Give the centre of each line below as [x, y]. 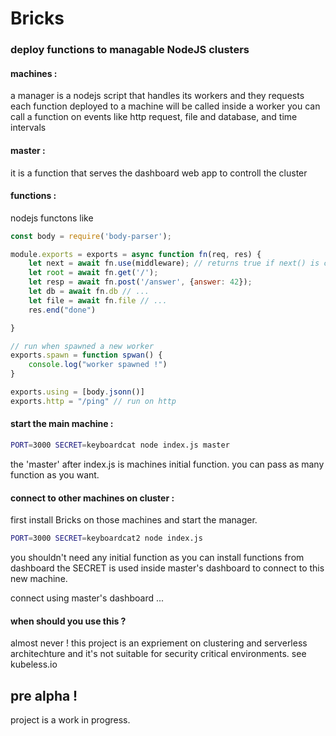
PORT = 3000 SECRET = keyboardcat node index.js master [120, 445]
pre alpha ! [44, 695]
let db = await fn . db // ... [89, 292]
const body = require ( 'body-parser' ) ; [91, 236]
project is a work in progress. [70, 720]
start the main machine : [62, 424]
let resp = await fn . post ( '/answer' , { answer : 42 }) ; [140, 282]
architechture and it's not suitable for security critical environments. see [158, 654]
